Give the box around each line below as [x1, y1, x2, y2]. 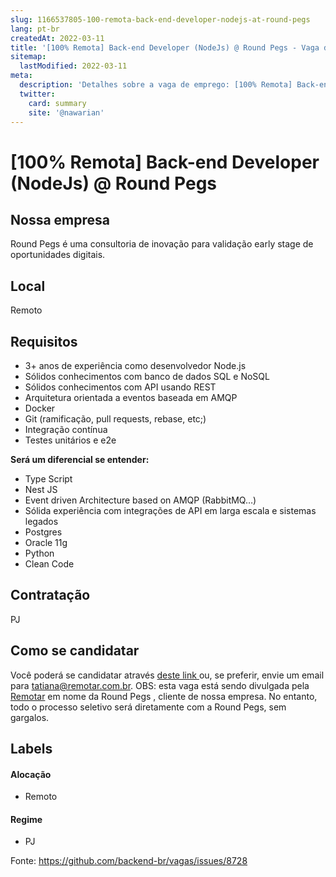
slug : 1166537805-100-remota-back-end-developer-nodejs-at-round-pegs [10, 14, 311, 25]
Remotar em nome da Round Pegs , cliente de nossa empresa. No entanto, [10, 690, 318, 702]
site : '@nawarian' [28, 107, 105, 118]
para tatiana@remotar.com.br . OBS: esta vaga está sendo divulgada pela [10, 679, 310, 691]
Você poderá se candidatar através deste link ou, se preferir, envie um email [10, 669, 325, 681]
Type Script [24, 473, 73, 485]
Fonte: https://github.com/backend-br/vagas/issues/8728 [10, 855, 248, 867]
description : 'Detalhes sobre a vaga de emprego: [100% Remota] [19, 80, 293, 90]
